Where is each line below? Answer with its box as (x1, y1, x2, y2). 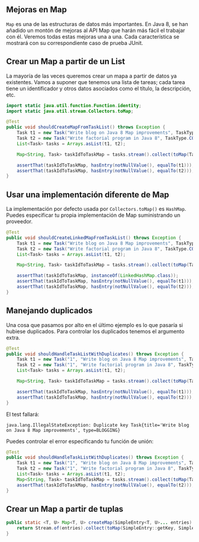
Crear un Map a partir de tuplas (6, 503, 124, 514)
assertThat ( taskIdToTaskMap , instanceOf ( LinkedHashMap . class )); (17, 272, 179, 279)
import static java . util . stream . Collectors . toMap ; (6, 108, 134, 114)
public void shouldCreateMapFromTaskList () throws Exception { (6, 124, 166, 130)
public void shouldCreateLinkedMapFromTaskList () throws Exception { (6, 235, 182, 240)
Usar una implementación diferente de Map (6, 190, 169, 200)
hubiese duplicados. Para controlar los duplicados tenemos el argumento (6, 328, 185, 335)
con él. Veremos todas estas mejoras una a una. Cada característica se (6, 33, 179, 40)
